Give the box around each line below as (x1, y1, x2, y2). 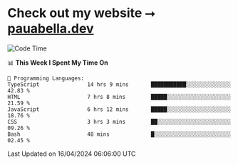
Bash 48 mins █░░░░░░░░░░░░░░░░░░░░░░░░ (7, 130, 232, 138)
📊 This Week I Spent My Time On (7, 58, 108, 67)
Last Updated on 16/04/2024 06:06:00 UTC (7, 149, 136, 158)
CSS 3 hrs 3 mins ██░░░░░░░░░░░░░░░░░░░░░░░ (7, 118, 232, 125)
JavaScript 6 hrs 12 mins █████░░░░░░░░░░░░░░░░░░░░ (7, 105, 232, 113)
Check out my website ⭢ (7, 5, 155, 21)
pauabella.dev (7, 21, 94, 37)
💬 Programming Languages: (7, 75, 84, 82)
